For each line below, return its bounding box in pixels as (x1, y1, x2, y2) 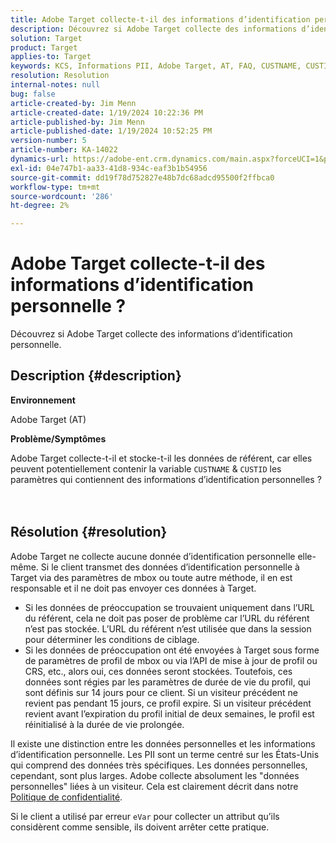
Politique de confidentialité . (10, 791, 123, 803)
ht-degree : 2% (10, 201, 70, 211)
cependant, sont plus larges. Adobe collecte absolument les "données (10, 769, 300, 781)
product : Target (10, 42, 78, 53)
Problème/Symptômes (10, 432, 107, 445)
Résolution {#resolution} (10, 524, 168, 541)
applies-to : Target (10, 52, 92, 62)
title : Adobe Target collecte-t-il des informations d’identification (10, 14, 311, 25)
